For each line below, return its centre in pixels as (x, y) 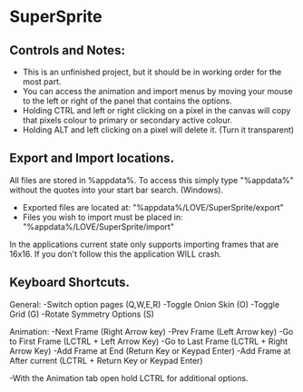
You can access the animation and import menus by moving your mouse (157, 91)
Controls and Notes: (67, 50)
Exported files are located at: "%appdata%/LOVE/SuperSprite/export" (153, 207)
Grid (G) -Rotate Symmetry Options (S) (82, 314)
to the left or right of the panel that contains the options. (127, 101)
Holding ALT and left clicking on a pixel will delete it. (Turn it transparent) (158, 130)
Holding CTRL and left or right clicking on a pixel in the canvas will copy (156, 110)
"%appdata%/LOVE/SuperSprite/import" (98, 226)
